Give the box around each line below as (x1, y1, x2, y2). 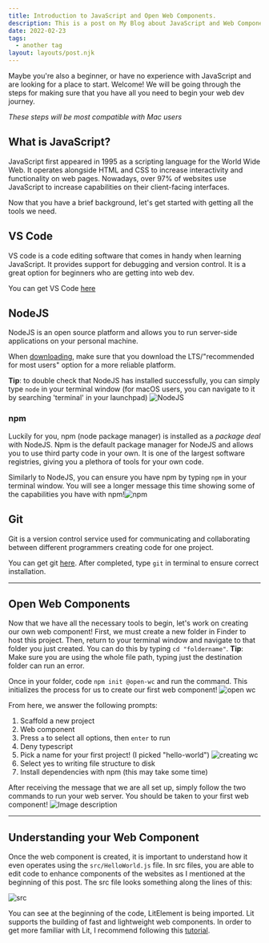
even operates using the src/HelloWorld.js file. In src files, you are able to (8, 860, 255, 870)
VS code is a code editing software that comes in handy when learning (8, 250, 242, 261)
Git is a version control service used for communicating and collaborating (8, 534, 251, 544)
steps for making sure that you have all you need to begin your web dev (8, 88, 245, 97)
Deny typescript (19, 742, 74, 751)
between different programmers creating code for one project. (8, 542, 215, 552)
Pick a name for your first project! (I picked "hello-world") (19, 751, 210, 760)
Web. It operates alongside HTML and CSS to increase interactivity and (8, 165, 243, 175)
